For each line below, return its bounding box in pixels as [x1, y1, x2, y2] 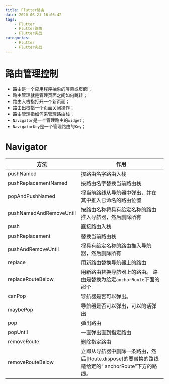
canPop [8, 292, 26, 299]
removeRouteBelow [8, 358, 54, 365]
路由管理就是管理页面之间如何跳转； [12, 92, 88, 98]
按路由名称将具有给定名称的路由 [80, 206, 157, 213]
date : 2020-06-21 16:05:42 [5, 12, 62, 17]
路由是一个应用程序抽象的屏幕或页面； [12, 86, 92, 92]
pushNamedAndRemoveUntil [8, 209, 76, 216]
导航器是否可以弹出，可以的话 [80, 302, 152, 310]
